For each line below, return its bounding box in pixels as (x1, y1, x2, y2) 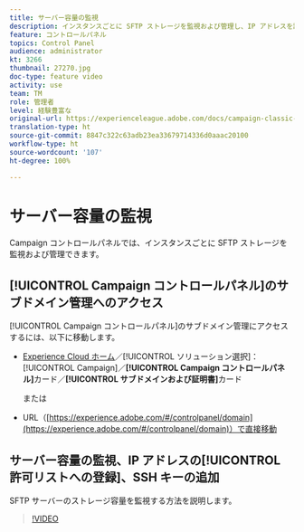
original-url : (9, 114, 63, 123)
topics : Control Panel (9, 38, 95, 48)
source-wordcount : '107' (9, 147, 103, 157)
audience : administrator (9, 47, 103, 56)
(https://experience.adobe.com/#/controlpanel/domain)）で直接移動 (22, 423, 278, 434)
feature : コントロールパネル (9, 30, 107, 39)
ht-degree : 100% (9, 156, 71, 166)
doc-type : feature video (9, 72, 103, 81)
